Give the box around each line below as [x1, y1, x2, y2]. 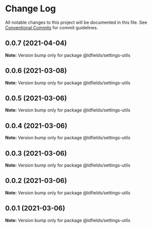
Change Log [5, 3, 56, 14]
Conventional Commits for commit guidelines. [5, 24, 98, 30]
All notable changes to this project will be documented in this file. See [5, 19, 148, 25]
